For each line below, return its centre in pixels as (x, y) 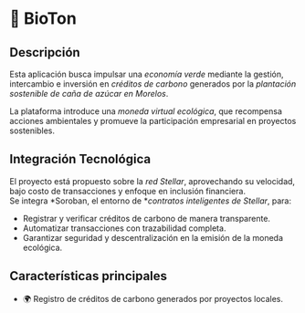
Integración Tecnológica (80, 159)
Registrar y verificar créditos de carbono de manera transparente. (147, 218)
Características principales (88, 276)
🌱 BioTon (43, 19)
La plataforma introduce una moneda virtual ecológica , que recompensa (146, 111)
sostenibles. (32, 130)
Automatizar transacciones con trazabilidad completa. (124, 228)
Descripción (45, 52)
